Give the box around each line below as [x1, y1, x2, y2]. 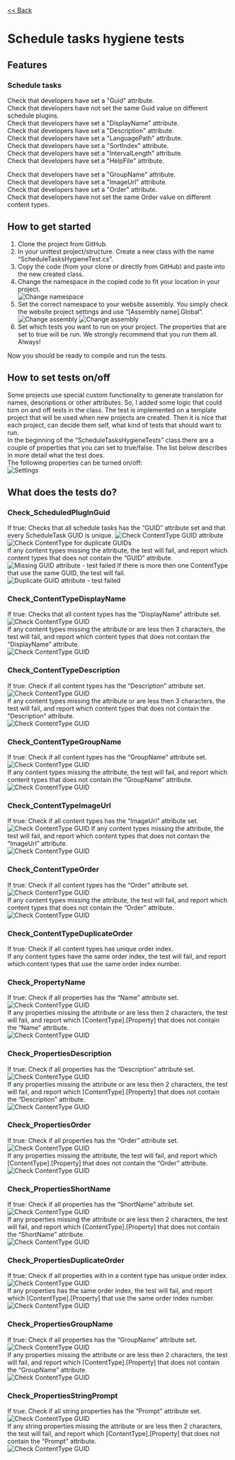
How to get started [7, 221, 91, 233]
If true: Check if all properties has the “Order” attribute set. [7, 1136, 179, 1145]
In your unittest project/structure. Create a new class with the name [17, 247, 214, 256]
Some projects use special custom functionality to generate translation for [7, 390, 224, 399]
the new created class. [17, 269, 84, 278]
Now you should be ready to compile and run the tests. [7, 351, 168, 360]
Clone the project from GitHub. [17, 239, 108, 248]
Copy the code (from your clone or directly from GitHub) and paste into [17, 262, 225, 271]
